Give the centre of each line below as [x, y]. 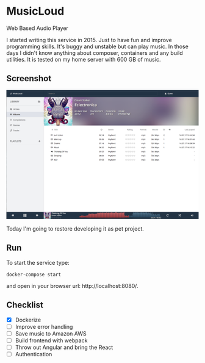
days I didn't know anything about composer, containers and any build [95, 52]
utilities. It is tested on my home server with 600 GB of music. [84, 59]
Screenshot [29, 78]
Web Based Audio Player [38, 28]
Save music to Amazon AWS [51, 333]
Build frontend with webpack [51, 340]
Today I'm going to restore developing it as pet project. [75, 228]
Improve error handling [44, 326]
